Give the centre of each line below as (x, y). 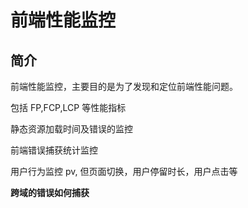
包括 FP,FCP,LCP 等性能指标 (68, 107)
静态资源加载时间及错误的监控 (71, 129)
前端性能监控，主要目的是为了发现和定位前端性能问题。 (124, 86)
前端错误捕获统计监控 (54, 150)
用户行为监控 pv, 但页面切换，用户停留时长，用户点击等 (124, 171)
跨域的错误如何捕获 (50, 192)
